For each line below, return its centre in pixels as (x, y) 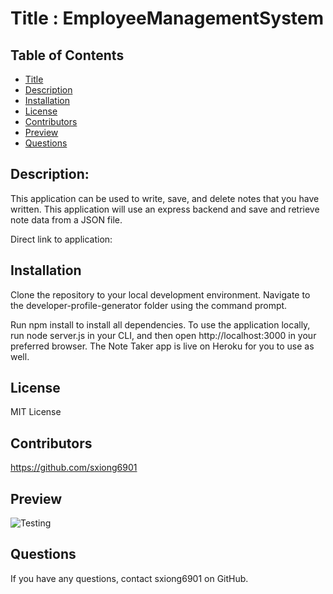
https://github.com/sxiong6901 (74, 468)
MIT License (36, 412)
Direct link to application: (61, 239)
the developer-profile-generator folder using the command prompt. (149, 305)
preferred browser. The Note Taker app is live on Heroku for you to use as (162, 346)
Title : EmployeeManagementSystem (167, 18)
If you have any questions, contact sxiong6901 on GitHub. (129, 578)
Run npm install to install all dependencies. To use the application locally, (160, 324)
